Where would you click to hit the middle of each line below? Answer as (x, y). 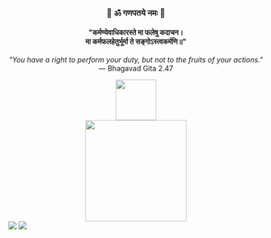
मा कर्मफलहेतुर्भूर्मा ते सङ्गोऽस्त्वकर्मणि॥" (136, 41)
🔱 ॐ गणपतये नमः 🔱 (136, 13)
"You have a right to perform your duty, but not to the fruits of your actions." (136, 60)
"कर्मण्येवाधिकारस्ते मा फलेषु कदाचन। (136, 32)
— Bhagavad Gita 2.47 (136, 69)
